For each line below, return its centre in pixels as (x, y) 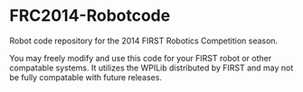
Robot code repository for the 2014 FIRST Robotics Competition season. (144, 41)
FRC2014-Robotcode (90, 16)
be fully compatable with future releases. (86, 77)
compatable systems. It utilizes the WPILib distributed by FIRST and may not (151, 68)
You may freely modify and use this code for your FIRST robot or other (141, 58)
